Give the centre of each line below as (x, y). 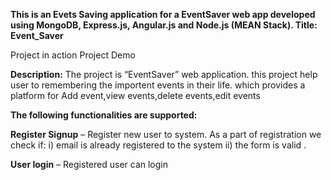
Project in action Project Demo (73, 55)
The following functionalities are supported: (104, 115)
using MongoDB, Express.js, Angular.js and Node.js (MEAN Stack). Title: (164, 25)
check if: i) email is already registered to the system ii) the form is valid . (158, 145)
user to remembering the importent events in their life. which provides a (158, 85)
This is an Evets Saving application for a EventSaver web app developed (163, 14)
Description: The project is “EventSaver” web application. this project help (164, 74)
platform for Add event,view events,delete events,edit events (135, 95)
